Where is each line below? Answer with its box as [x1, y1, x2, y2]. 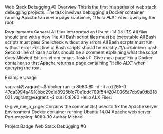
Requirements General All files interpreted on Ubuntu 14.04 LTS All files [5, 29, 147, 34]
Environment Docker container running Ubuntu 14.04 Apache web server [5, 109, 151, 115]
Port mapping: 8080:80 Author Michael [5, 114, 84, 119]
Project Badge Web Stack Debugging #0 [5, 123, 86, 129]
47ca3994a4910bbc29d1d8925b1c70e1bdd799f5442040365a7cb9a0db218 [5, 89, 157, 95]
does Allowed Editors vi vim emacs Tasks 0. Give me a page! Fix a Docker [5, 55, 153, 60]
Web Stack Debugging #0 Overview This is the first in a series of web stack [5, 4, 157, 10]
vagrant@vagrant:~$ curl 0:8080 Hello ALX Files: [13, 94, 112, 100]
